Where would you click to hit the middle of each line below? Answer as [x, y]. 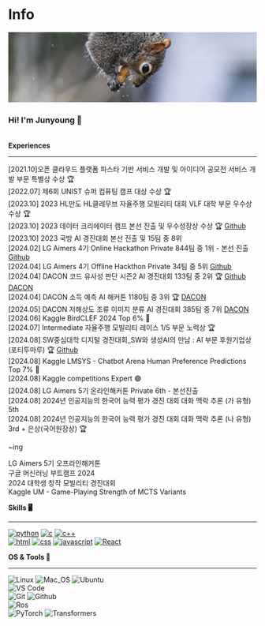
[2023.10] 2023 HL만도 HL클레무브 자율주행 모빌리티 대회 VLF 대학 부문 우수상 [130, 204]
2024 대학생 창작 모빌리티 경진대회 [62, 482]
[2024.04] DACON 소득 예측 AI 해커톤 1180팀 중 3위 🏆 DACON [107, 297]
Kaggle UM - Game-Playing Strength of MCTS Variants [97, 492]
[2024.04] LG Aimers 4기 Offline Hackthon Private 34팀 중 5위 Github [120, 266]
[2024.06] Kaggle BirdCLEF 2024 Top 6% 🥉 [79, 318]
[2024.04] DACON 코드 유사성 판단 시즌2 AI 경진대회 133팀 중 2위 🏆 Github [127, 276]
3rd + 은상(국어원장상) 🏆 [48, 429]
